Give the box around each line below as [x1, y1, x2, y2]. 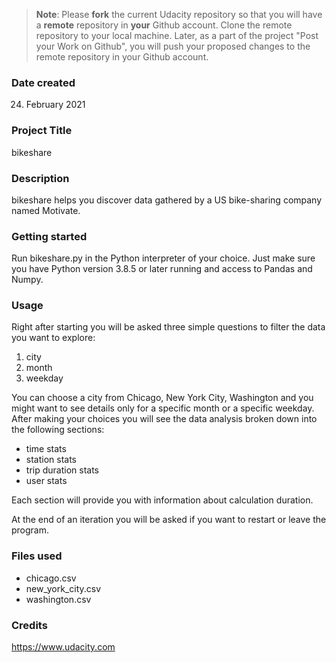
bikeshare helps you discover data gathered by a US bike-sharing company [11, 194, 323, 206]
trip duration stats [25, 464, 99, 476]
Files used [11, 549, 63, 563]
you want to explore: [11, 332, 96, 344]
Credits [11, 618, 48, 632]
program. [11, 524, 50, 536]
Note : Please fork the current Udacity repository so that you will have [35, 9, 323, 20]
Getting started [11, 229, 88, 243]
